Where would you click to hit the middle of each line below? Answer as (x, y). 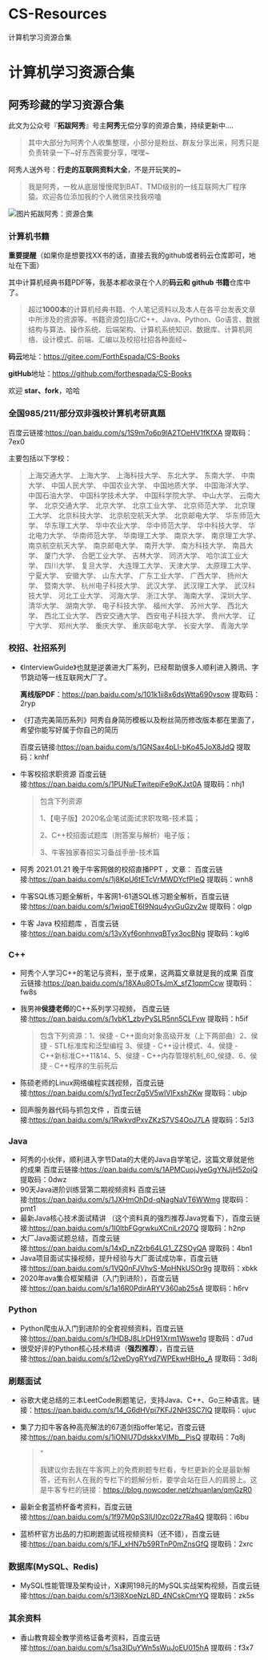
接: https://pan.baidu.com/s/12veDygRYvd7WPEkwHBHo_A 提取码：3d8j (138, 1358)
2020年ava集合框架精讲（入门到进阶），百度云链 (99, 1278)
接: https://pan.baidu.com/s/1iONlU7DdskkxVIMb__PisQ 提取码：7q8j (132, 1437)
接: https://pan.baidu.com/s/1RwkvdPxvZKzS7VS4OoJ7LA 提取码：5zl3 (137, 1120)
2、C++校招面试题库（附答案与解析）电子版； (116, 835)
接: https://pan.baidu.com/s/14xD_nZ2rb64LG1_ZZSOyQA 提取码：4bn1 (136, 1249)
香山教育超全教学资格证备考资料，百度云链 (90, 1638)
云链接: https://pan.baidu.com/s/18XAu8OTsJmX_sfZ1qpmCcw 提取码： (137, 983)
